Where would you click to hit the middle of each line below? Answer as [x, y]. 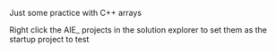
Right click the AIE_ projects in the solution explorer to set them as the [138, 30]
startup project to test [49, 39]
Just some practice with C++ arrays [75, 13]
